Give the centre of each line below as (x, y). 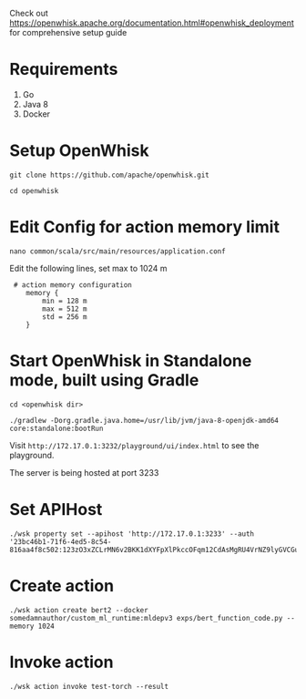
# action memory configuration (72, 285)
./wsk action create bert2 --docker (79, 610)
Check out (29, 13)
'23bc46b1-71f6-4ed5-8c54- (61, 541)
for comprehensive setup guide (68, 32)
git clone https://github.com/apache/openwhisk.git (109, 175)
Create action (62, 586)
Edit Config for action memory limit (145, 227)
